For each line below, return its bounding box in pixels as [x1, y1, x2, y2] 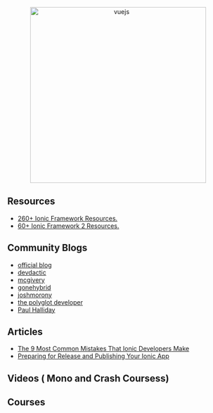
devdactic [17, 268, 47, 277]
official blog [17, 260, 52, 269]
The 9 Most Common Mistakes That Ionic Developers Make [17, 345, 190, 353]
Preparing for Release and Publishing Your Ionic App [17, 352, 170, 360]
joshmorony [17, 291, 53, 299]
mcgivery [17, 275, 46, 284]
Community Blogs [7, 242, 88, 254]
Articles [7, 326, 44, 338]
